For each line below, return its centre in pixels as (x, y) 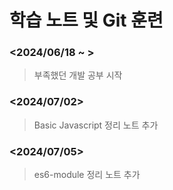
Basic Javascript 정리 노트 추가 (96, 125)
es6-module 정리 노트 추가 (87, 175)
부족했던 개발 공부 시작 (78, 75)
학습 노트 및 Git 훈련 (86, 20)
